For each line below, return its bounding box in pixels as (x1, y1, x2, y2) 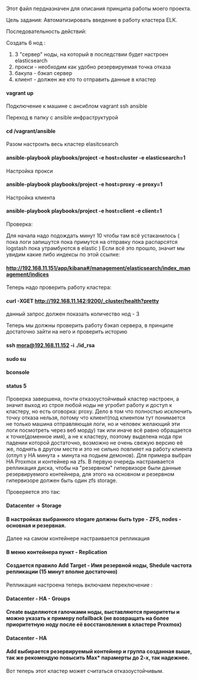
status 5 (6, 382, 27, 389)
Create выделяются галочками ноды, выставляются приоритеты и (6, 609, 180, 616)
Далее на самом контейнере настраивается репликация (6, 535, 150, 542)
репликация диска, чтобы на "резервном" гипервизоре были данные (6, 464, 181, 471)
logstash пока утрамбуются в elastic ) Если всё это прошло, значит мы (6, 245, 185, 252)
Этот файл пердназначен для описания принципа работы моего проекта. (6, 5, 191, 12)
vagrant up (6, 89, 34, 96)
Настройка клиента (6, 194, 56, 201)
